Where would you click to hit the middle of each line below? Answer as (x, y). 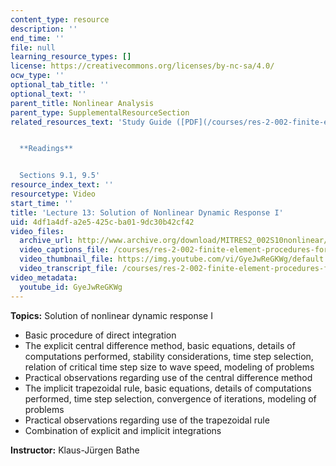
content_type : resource (60, 19)
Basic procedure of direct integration (100, 335)
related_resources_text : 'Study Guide (91, 122)
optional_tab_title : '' (60, 85)
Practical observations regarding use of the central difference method (168, 377)
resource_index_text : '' (62, 185)
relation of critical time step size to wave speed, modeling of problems (169, 367)
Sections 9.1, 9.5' (60, 176)
